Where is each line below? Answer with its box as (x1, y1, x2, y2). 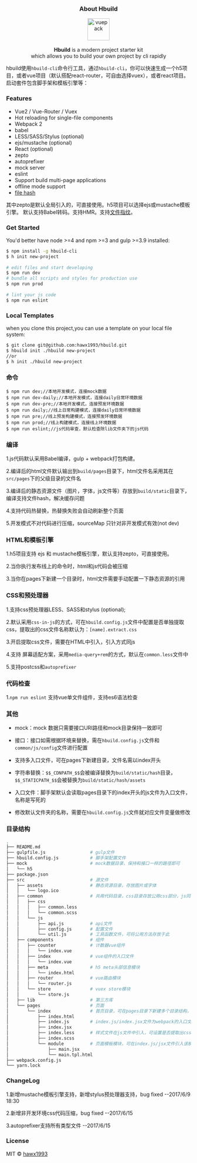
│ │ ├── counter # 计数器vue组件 (6, 943, 125, 949)
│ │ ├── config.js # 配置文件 (6, 926, 113, 932)
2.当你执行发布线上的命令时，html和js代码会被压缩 (6, 563, 128, 570)
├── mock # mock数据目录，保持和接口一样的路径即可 (6, 860, 181, 867)
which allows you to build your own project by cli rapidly (30, 52, 167, 60)
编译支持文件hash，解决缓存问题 (6, 495, 85, 502)
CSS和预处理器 (6, 591, 49, 599)
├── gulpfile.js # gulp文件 (6, 850, 115, 856)
